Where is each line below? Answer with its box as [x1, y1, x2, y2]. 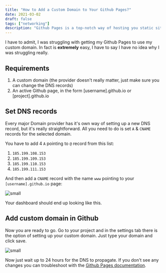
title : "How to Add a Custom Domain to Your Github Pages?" [5, 7, 132, 12]
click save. [5, 238, 27, 244]
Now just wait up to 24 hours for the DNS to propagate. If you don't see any [5, 257, 159, 263]
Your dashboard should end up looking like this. [5, 200, 102, 206]
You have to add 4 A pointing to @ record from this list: [5, 140, 115, 146]
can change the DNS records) [12, 82, 73, 88]
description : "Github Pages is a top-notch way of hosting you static [5, 26, 154, 31]
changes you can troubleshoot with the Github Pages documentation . [5, 262, 147, 268]
